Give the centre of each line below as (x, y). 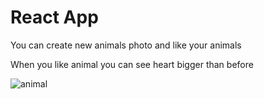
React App (54, 17)
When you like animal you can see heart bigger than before (132, 64)
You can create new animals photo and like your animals (126, 45)
